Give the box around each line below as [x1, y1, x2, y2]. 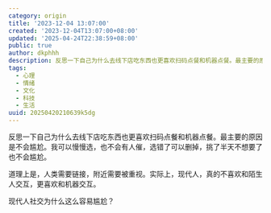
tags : [8, 64, 27, 72]
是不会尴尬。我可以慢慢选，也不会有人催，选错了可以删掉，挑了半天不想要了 [8, 142, 263, 151]
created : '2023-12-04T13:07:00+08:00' [8, 27, 139, 35]
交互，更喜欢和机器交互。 [15, 179, 101, 189]
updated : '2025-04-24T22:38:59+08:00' [8, 34, 139, 43]
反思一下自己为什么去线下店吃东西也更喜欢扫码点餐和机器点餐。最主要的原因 [8, 132, 263, 141]
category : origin [8, 11, 67, 20]
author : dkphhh [8, 49, 60, 57]
